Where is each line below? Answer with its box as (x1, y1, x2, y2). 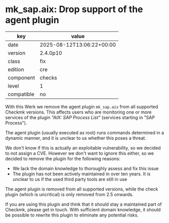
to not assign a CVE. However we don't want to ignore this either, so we (5, 150, 154, 156)
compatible (8, 90, 34, 97)
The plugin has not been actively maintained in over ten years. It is (12, 171, 151, 177)
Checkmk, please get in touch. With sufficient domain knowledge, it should (5, 206, 161, 212)
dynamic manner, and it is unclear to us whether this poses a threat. (5, 135, 146, 141)
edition (8, 66, 24, 73)
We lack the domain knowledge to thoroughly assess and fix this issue (12, 165, 159, 171)
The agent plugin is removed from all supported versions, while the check (5, 186, 158, 192)
